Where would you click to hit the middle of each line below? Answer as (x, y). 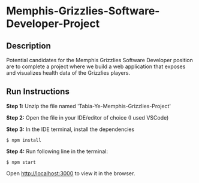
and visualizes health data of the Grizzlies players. (68, 73)
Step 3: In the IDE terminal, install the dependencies (70, 129)
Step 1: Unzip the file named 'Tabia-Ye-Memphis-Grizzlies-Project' (89, 106)
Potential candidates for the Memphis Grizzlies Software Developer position (100, 60)
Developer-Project (53, 24)
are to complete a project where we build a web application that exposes (96, 66)
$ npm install (24, 140)
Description (28, 46)
